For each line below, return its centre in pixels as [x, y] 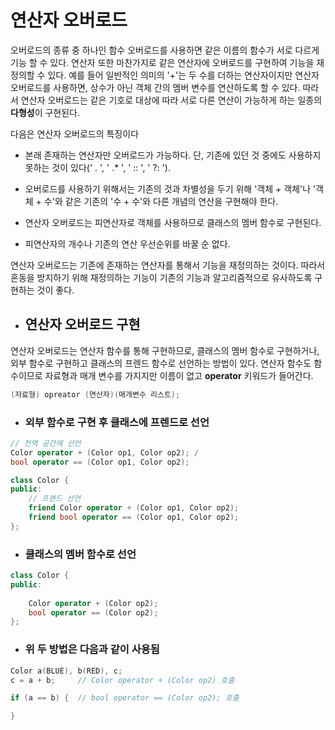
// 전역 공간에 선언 [46, 443]
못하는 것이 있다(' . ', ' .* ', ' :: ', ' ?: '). [97, 167]
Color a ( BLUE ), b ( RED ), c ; [66, 671]
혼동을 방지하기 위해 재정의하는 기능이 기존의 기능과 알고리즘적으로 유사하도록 [161, 277]
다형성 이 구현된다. [45, 112]
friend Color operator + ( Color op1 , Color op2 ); [134, 508]
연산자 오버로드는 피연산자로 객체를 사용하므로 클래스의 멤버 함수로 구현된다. [173, 222]
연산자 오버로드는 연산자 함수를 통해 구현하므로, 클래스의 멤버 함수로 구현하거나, [165, 350]
